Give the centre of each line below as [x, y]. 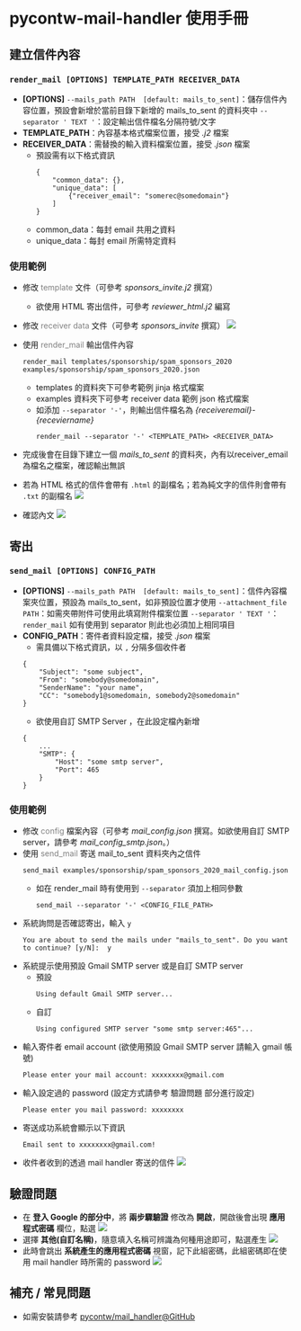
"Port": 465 [77, 770]
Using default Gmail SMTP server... [104, 995]
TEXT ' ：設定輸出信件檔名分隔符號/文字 [143, 121]
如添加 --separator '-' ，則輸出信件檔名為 [114, 410]
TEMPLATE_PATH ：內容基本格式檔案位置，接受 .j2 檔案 [125, 132]
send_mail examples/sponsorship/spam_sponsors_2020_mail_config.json [155, 871]
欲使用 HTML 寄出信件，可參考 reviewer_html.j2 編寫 [133, 307]
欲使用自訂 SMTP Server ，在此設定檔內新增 [118, 721]
